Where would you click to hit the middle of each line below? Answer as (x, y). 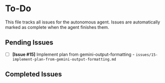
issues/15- (147, 55)
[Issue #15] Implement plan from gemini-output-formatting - (73, 54)
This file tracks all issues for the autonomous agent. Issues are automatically (83, 22)
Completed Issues (33, 74)
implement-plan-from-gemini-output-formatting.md (64, 59)
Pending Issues (29, 43)
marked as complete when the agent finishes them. (57, 27)
